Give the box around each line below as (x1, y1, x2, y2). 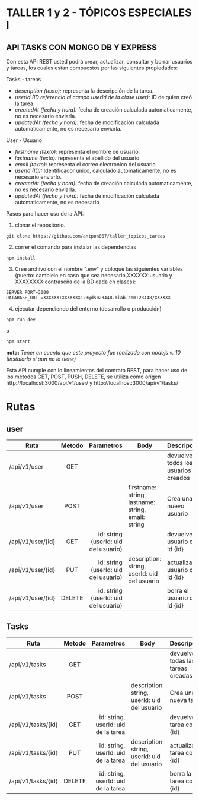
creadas (169, 671, 192, 679)
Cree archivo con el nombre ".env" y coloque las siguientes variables (14, 265, 184, 273)
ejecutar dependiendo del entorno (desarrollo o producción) (14, 305, 162, 312)
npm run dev (6, 317, 36, 322)
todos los (166, 459, 193, 467)
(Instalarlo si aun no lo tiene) (6, 355, 76, 362)
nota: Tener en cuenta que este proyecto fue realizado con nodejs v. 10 (6, 349, 181, 356)
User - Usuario (6, 137, 43, 144)
